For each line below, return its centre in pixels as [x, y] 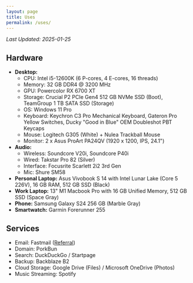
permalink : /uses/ [29, 22]
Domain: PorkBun [36, 249]
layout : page [22, 11]
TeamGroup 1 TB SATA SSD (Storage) [69, 103]
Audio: [23, 147]
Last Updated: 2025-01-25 [39, 40]
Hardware [24, 57]
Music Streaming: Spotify [45, 274]
